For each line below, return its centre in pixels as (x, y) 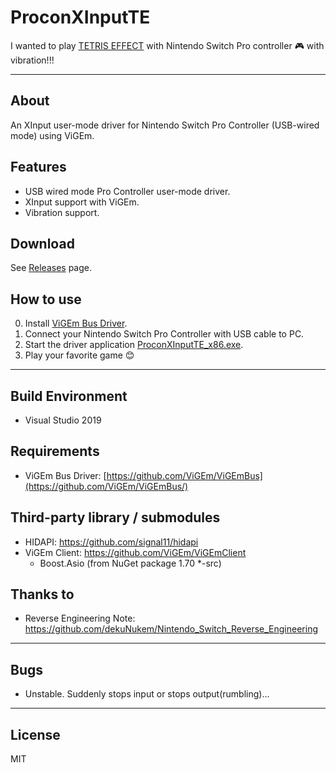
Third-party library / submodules (115, 517)
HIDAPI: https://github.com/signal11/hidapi (111, 542)
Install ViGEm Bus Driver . (76, 323)
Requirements (55, 451)
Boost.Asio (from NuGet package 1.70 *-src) (130, 563)
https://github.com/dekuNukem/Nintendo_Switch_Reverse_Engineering (171, 629)
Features (38, 167)
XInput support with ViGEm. (82, 202)
